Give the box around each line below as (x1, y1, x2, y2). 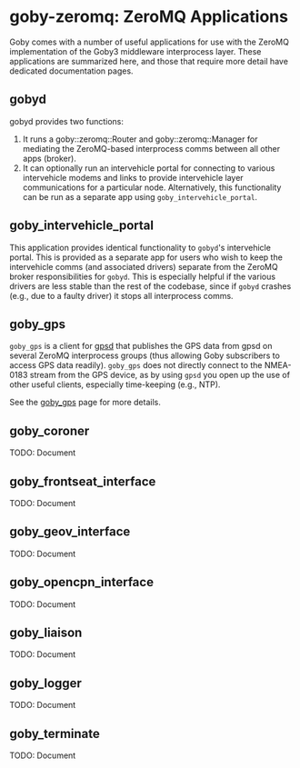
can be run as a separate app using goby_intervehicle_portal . (22, 191, 257, 202)
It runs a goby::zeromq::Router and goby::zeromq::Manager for (22, 134, 258, 145)
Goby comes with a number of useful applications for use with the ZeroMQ (9, 36, 289, 47)
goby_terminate (9, 725, 100, 742)
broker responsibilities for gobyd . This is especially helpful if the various (9, 271, 275, 282)
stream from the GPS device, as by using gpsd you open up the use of (29, 370, 291, 381)
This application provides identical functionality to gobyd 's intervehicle (9, 242, 271, 253)
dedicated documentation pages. (9, 65, 134, 76)
